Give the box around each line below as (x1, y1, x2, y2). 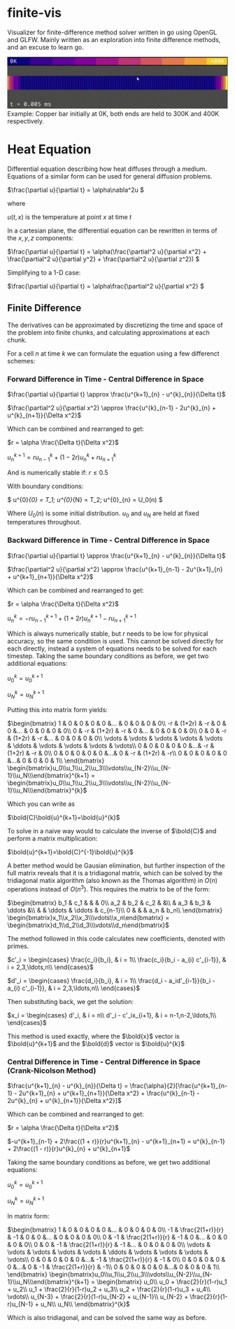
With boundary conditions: (7, 482, 84, 490)
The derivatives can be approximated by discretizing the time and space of (7, 321, 224, 329)
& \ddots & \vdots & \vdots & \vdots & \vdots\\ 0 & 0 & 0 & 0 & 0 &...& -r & (7, 742, 215, 750)
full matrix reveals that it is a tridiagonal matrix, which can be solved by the (7, 869, 222, 877)
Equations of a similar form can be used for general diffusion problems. (7, 172, 213, 180)
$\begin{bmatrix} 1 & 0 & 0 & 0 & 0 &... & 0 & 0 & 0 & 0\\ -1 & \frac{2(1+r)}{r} (7, 1225, 224, 1234)
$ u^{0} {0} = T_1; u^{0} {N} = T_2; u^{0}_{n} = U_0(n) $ (7, 495, 163, 503)
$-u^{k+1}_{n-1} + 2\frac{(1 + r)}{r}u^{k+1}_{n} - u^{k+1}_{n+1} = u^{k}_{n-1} (7, 1136, 225, 1146)
